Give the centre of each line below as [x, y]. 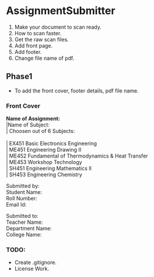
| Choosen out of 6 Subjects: [41, 131]
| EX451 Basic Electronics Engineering [52, 143]
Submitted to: [22, 216]
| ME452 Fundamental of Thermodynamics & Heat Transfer [77, 156]
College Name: [24, 235]
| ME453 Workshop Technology [44, 162]
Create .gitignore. [36, 262]
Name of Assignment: [33, 119]
